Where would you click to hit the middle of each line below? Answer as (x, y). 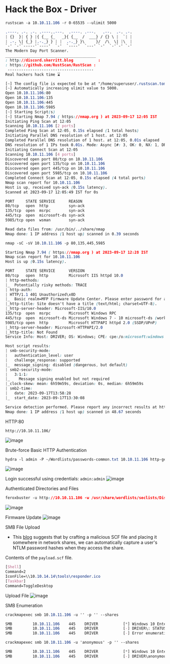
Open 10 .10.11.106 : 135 (29, 98)
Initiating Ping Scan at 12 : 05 (38, 121)
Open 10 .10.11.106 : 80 (28, 93)
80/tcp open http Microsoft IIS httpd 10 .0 (64, 276)
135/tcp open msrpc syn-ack (45, 211)
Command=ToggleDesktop (29, 586)
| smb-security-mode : (28, 351)
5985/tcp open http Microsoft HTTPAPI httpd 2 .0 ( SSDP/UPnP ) (81, 323)
